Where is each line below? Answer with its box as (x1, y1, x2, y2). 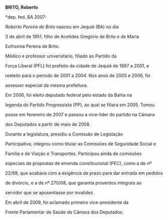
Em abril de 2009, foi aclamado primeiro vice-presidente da (5, 199, 129, 205)
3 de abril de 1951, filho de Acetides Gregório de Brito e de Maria (5, 34, 139, 39)
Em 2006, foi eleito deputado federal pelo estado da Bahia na (5, 92, 132, 98)
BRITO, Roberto (5, 5, 38, 10)
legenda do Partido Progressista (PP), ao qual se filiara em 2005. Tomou (5, 102, 155, 108)
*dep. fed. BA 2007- (5, 14, 47, 20)
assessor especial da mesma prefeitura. (5, 83, 88, 88)
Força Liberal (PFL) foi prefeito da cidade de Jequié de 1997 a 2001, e (5, 63, 149, 68)
